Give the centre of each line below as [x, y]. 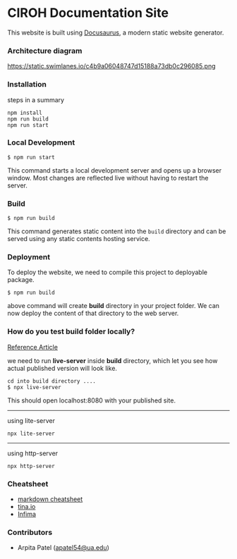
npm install [25, 113]
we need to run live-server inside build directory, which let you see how [113, 360]
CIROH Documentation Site [88, 13]
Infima [27, 514]
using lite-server [31, 420]
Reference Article [33, 347]
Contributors [30, 532]
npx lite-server [31, 434]
